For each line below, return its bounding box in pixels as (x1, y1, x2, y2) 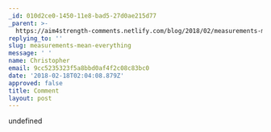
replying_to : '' (8, 34, 63, 43)
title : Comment (8, 86, 60, 95)
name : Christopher (8, 57, 70, 65)
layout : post (8, 94, 52, 102)
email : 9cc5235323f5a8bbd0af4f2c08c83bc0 (8, 64, 150, 72)
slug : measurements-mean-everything (8, 42, 131, 50)
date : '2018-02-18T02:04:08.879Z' (8, 72, 125, 80)
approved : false (8, 79, 63, 87)
